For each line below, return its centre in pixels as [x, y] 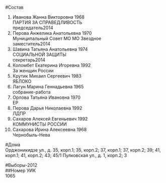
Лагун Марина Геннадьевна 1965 [48, 87]
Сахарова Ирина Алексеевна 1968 [50, 130]
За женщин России [33, 71]
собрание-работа [31, 92]
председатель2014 [33, 28]
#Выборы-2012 [21, 165]
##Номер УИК [21, 170]
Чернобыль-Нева [31, 135]
